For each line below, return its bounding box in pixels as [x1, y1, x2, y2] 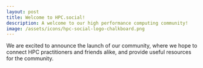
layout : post [6, 8, 39, 15]
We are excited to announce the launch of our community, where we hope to [6, 42, 198, 49]
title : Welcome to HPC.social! [6, 14, 85, 20]
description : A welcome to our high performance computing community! [6, 20, 188, 26]
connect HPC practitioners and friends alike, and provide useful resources [6, 49, 192, 56]
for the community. [6, 55, 54, 62]
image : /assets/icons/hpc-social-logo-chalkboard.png [6, 25, 145, 32]
